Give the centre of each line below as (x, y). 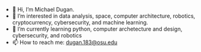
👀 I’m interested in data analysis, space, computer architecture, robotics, (104, 16)
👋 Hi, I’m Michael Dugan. (43, 9)
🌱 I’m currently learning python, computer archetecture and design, (97, 29)
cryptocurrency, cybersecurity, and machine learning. (80, 22)
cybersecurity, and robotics (47, 35)
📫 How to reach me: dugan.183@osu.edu (65, 42)
